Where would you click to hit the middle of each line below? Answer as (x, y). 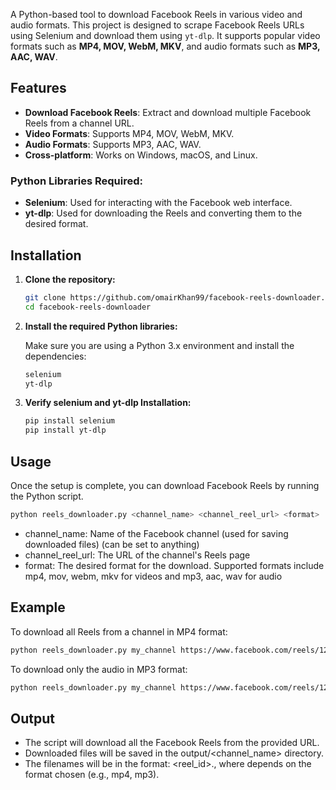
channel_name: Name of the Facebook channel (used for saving (156, 533)
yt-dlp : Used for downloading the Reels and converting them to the (163, 213)
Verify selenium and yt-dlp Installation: (108, 403)
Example (38, 607)
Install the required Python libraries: (101, 326)
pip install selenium (69, 421)
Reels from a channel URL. (79, 123)
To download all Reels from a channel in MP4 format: (119, 631)
